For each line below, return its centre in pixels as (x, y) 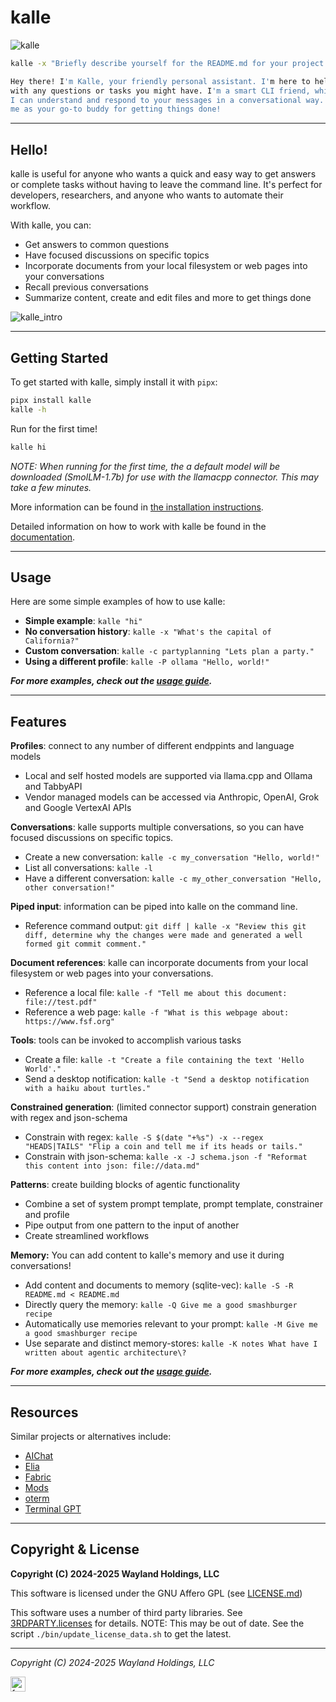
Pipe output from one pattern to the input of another (132, 1225)
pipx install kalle (51, 400)
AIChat (39, 1455)
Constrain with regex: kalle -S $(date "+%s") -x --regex (144, 1137)
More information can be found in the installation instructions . (137, 507)
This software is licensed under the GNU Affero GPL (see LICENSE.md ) (156, 1593)
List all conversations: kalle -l (88, 868)
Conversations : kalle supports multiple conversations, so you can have (157, 827)
